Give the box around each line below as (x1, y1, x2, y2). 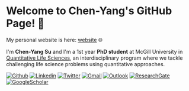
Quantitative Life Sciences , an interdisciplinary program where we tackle (6, 54, 183, 61)
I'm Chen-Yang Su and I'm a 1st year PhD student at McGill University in (6, 48, 183, 55)
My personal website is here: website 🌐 (6, 36, 102, 43)
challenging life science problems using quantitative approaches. (6, 60, 165, 67)
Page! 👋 (6, 17, 44, 30)
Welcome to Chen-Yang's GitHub (6, 4, 172, 18)
